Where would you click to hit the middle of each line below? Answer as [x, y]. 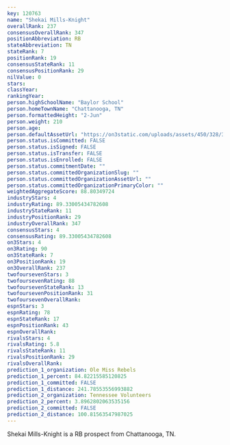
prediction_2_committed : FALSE [52, 408]
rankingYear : [26, 97]
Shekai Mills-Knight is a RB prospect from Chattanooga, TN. [92, 434]
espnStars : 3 [26, 306]
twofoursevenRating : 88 [41, 281]
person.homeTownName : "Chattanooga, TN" [66, 109]
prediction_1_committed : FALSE [52, 383]
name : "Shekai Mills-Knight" [49, 20]
